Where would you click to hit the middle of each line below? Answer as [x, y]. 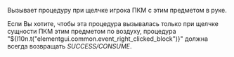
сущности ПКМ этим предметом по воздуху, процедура [92, 31]
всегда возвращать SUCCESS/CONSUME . [70, 46]
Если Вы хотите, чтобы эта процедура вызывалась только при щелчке [113, 24]
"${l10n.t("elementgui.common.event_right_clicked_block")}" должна [108, 39]
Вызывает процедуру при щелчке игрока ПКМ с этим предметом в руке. [117, 10]
